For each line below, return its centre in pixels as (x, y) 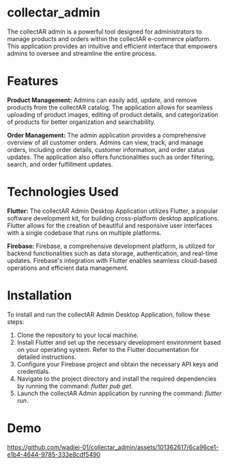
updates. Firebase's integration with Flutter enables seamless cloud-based (112, 260)
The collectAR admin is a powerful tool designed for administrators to (105, 32)
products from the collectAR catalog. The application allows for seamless (110, 107)
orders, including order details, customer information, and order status (106, 149)
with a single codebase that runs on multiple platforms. (84, 232)
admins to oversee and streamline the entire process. (82, 53)
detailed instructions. (46, 357)
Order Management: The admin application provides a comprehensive (106, 135)
